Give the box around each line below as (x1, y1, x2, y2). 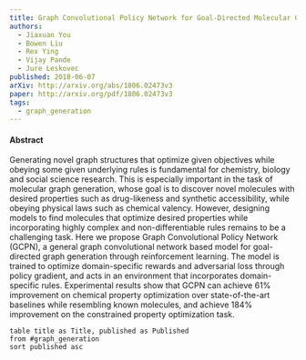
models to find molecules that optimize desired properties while (9, 213, 249, 224)
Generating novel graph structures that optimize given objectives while (9, 155, 275, 165)
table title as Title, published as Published (9, 326, 189, 336)
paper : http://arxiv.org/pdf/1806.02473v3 (9, 89, 173, 98)
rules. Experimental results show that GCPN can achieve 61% (41, 280, 271, 291)
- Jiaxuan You (17, 30, 71, 39)
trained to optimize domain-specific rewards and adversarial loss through (9, 261, 285, 272)
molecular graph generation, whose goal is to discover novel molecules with (9, 184, 295, 195)
